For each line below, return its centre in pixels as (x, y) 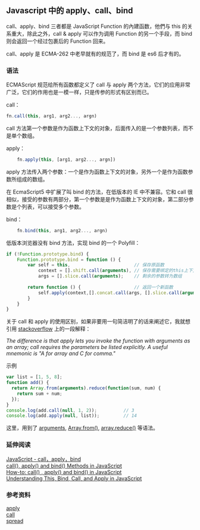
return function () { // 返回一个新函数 (101, 287)
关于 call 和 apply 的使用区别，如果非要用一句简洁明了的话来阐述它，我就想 (98, 322)
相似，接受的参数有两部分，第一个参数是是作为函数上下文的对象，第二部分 (97, 199)
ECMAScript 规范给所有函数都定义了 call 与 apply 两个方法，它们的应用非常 (98, 85)
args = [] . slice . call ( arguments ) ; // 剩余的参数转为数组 (110, 276)
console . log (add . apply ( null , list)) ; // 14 (71, 416)
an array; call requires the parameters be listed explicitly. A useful (87, 347)
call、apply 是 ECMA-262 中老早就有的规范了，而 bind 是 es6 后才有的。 (95, 54)
